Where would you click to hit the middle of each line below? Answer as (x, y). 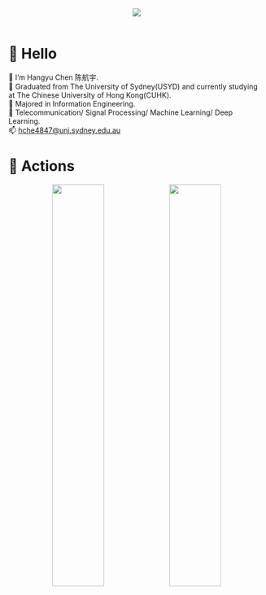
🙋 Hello (33, 54)
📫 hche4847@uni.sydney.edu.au (65, 130)
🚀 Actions (41, 166)
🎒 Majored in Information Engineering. (72, 103)
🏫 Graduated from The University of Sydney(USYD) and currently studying (133, 86)
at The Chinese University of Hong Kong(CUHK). (90, 95)
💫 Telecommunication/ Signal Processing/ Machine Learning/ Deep (121, 112)
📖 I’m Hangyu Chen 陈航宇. (54, 77)
